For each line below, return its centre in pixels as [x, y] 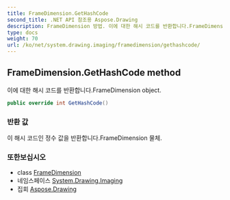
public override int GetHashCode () [58, 103]
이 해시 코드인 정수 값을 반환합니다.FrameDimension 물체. [85, 138]
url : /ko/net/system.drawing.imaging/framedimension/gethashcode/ [104, 45]
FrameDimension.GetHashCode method [94, 73]
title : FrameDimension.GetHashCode [58, 13]
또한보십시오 [27, 157]
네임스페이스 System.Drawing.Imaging [70, 181]
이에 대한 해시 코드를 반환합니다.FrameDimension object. [85, 90]
